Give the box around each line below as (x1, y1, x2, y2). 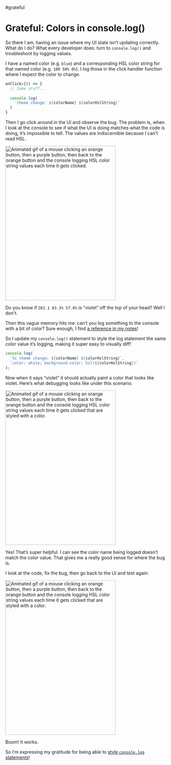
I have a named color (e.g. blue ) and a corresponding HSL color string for (5, 60, 160, 66)
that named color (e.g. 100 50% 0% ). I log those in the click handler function (5, 65, 162, 72)
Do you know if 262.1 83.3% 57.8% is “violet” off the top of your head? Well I (5, 305, 165, 311)
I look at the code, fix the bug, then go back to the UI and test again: (5, 570, 149, 576)
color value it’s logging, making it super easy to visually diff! (5, 341, 132, 347)
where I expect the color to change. (5, 71, 80, 77)
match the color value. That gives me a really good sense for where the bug (5, 554, 165, 561)
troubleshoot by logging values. (5, 50, 72, 56)
